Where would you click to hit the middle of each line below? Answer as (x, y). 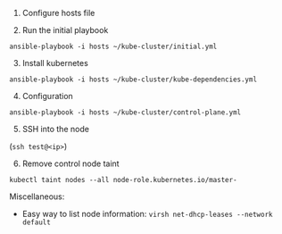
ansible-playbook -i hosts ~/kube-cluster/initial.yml (113, 46)
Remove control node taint (70, 163)
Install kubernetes (55, 63)
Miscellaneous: (37, 196)
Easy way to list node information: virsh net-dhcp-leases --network (147, 214)
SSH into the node (55, 129)
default (36, 222)
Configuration (47, 96)
